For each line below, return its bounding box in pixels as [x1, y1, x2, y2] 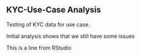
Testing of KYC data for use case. [6, 20, 90, 28]
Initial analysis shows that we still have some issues [6, 33, 135, 40]
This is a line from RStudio [6, 44, 71, 51]
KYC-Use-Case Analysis [6, 5, 102, 15]
